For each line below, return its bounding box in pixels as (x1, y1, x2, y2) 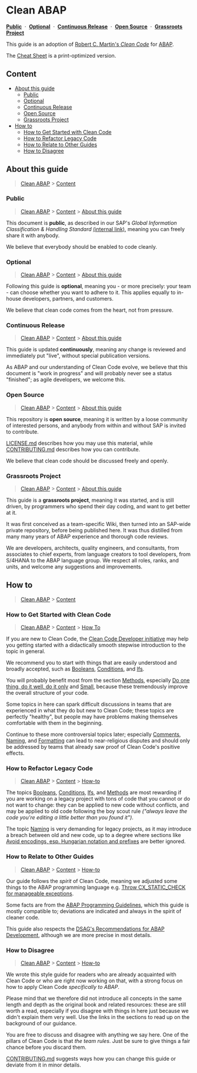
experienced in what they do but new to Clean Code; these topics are (6, 707, 175, 714)
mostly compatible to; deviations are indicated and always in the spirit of (6, 907, 182, 915)
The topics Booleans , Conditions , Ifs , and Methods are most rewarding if (6, 789, 182, 796)
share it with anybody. (6, 232, 60, 239)
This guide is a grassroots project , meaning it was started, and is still (6, 496, 175, 504)
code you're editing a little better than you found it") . (6, 814, 134, 821)
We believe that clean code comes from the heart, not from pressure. (6, 306, 173, 314)
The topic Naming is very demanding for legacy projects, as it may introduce (6, 825, 192, 832)
